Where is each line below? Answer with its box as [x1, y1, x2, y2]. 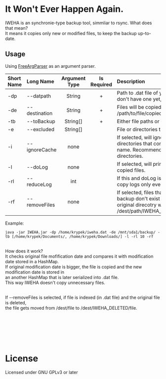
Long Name [26, 78, 54, 85]
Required [90, 81, 113, 88]
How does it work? [5, 248, 43, 254]
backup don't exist [117, 195, 160, 202]
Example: [5, 220, 24, 226]
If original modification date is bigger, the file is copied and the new [5, 264, 142, 270]
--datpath [26, 93, 51, 99]
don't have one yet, [117, 95, 162, 102]
